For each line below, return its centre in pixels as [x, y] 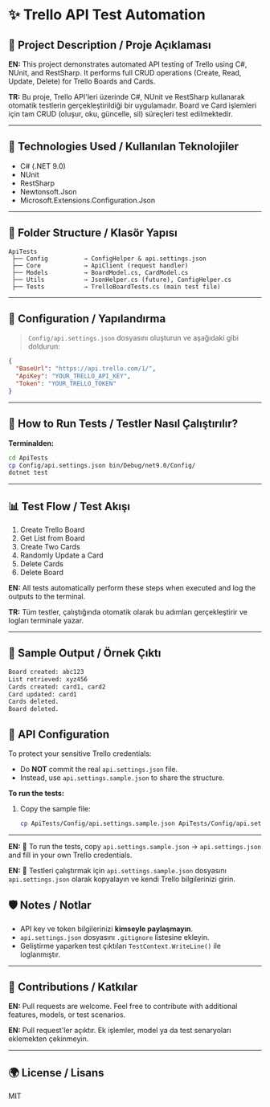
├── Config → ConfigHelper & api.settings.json [109, 259]
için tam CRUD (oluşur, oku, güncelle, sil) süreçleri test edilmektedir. [121, 114]
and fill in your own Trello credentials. [70, 855]
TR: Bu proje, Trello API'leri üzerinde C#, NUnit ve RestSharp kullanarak [127, 97]
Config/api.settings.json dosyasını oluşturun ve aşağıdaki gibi [133, 338]
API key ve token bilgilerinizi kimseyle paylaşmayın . [106, 929]
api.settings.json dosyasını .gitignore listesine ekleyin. [115, 937]
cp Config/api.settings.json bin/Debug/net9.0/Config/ [102, 465]
